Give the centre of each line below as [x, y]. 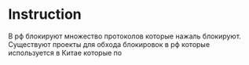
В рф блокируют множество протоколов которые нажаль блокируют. [125, 36]
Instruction [45, 14]
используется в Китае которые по [65, 52]
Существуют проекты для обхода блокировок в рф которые [109, 44]
